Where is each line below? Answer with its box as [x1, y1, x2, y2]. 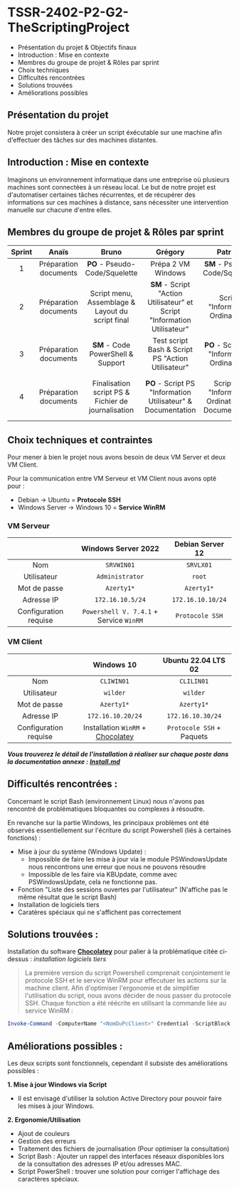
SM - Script [150, 279, 191, 289]
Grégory [156, 247, 185, 257]
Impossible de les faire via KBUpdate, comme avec [28, 870, 178, 879]
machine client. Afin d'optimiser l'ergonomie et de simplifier [24, 984, 200, 993]
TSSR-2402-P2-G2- [7, 4, 129, 21]
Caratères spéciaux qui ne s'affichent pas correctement [17, 908, 181, 916]
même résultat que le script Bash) [17, 892, 117, 901]
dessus [7, 955, 29, 963]
